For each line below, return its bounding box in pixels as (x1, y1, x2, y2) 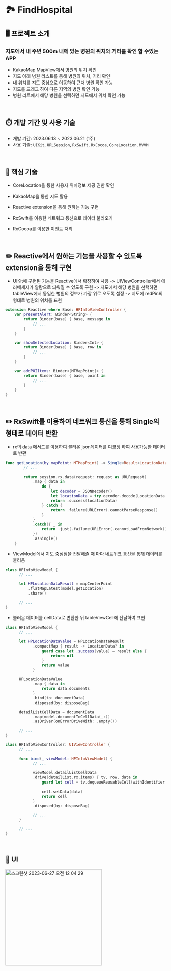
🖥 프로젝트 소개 (5, 29, 50, 38)
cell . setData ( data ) (41, 789, 83, 794)
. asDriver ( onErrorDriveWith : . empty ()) (32, 719, 117, 724)
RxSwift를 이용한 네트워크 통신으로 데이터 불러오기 (12, 214, 113, 221)
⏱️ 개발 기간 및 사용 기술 (5, 118, 76, 127)
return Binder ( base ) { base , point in (23, 373, 106, 379)
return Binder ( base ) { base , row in (23, 345, 101, 350)
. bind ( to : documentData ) (32, 695, 85, 700)
